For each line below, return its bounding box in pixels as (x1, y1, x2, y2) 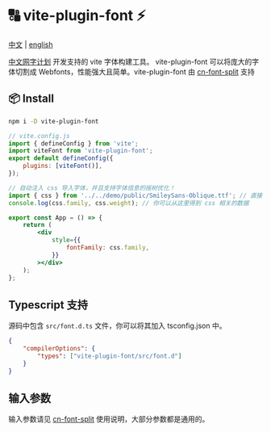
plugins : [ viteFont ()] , (23, 162, 103, 170)
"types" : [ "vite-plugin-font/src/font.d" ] (37, 352, 182, 360)
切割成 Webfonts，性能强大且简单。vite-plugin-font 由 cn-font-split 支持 (15, 66, 256, 77)
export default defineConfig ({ (8, 154, 114, 162)
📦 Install (8, 92, 55, 106)
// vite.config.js (8, 132, 70, 140)
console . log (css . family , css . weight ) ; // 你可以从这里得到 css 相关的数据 (8, 199, 249, 207)
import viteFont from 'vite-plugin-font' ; (8, 147, 153, 155)
